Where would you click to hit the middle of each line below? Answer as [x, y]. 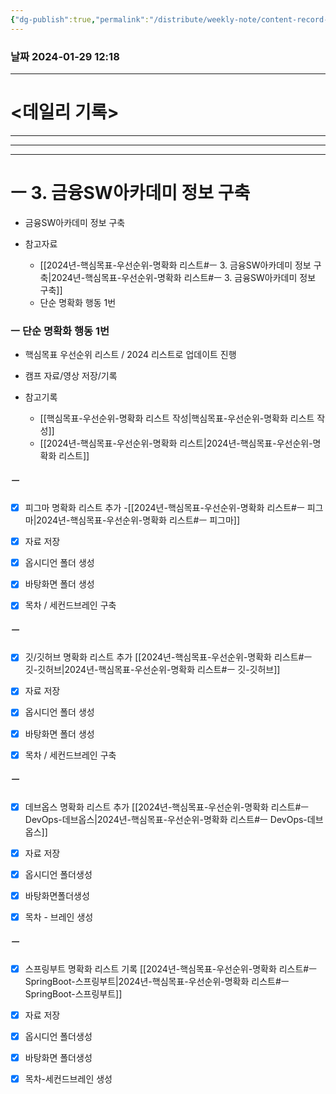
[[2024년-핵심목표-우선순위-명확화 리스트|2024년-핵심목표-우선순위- [176, 443]
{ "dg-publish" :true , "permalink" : [80, 19]
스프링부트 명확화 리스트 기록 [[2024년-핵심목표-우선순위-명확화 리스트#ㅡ [171, 968]
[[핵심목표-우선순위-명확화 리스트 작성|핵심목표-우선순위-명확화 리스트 [177, 418]
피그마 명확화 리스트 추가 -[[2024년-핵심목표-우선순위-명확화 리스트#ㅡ [164, 508]
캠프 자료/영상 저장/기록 [71, 376]
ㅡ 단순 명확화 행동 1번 [60, 331]
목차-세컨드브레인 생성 [68, 1079]
